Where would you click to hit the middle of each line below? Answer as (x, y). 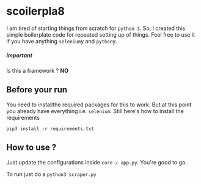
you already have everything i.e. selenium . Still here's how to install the (95, 111)
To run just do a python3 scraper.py (51, 174)
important (19, 55)
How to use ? (31, 148)
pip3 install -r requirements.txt (50, 129)
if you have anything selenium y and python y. (62, 41)
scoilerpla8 (36, 11)
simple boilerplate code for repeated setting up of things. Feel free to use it (101, 34)
